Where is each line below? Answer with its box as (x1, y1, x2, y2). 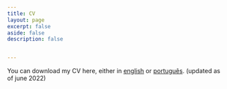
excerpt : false (7, 23, 51, 30)
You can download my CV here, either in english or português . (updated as (7, 67, 221, 75)
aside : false (7, 29, 45, 37)
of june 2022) (7, 74, 46, 83)
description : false (7, 36, 64, 43)
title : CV (7, 10, 36, 17)
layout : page (7, 17, 45, 23)
